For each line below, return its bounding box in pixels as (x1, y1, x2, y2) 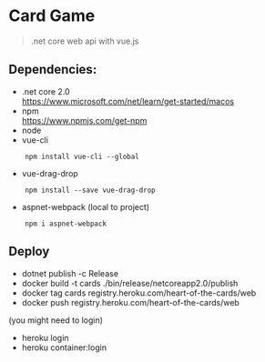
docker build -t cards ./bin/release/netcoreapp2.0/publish (21, 277, 239, 288)
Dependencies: (8, 62, 97, 77)
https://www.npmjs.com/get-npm (21, 115, 148, 126)
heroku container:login (21, 342, 107, 353)
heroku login (21, 332, 69, 343)
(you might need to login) (8, 315, 104, 326)
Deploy (8, 244, 50, 259)
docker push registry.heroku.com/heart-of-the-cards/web (21, 297, 240, 307)
